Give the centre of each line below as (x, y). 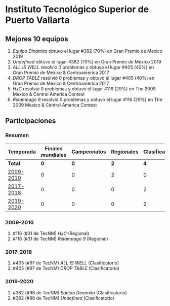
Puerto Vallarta (37, 20)
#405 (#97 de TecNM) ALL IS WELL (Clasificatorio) (66, 263)
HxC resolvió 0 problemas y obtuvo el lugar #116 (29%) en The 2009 (84, 89)
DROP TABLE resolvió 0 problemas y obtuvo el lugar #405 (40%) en (83, 78)
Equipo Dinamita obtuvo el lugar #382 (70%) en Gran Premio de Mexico (88, 51)
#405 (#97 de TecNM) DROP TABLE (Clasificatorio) (66, 268)
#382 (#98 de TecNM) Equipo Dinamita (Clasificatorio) (70, 292)
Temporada (22, 152)
